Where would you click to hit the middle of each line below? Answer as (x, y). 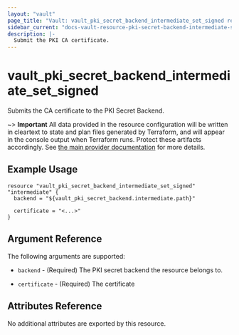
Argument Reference (55, 239)
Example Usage (43, 169)
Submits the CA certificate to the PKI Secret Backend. (86, 110)
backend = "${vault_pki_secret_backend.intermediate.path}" (105, 198)
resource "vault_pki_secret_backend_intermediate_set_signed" (101, 186)
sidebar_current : (33, 27)
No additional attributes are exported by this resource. (86, 323)
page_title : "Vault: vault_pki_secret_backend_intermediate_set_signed (116, 21)
